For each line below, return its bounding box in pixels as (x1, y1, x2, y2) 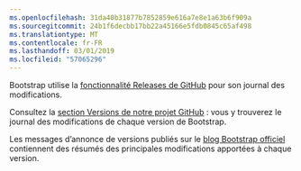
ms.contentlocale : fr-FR (9, 38, 103, 48)
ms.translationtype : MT (9, 30, 99, 39)
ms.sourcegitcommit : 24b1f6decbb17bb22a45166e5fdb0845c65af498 (9, 22, 252, 31)
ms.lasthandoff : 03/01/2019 (9, 47, 115, 56)
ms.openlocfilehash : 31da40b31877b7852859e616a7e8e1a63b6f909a (9, 13, 252, 22)
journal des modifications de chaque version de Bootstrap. (9, 116, 227, 127)
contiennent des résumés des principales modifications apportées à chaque (9, 143, 292, 154)
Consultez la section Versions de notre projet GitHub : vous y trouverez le (9, 107, 282, 117)
